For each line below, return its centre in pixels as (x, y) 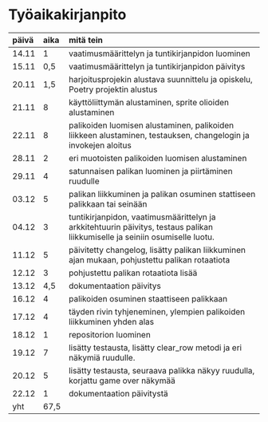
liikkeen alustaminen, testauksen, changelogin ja (159, 135)
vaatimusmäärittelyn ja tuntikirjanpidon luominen (160, 53)
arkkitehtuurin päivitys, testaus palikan (141, 227)
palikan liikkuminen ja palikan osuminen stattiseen (162, 194)
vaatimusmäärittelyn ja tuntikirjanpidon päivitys (157, 66)
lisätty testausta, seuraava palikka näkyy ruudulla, (162, 370)
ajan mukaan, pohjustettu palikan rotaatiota (150, 259)
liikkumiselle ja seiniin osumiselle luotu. (142, 237)
